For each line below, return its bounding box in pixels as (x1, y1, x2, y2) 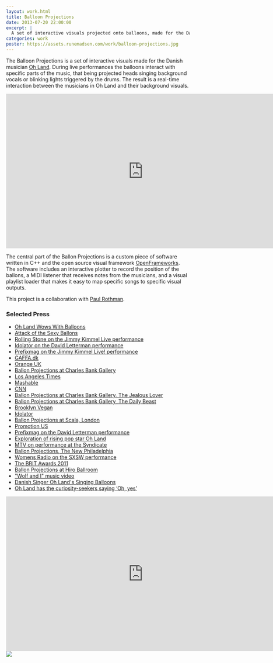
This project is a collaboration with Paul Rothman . (6, 295, 125, 302)
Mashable (14, 379, 38, 386)
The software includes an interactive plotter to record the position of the (6, 265, 180, 272)
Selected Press (6, 310, 50, 318)
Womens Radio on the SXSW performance (14, 454, 117, 461)
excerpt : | (6, 25, 33, 31)
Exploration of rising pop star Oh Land (14, 435, 106, 442)
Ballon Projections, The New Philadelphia (14, 448, 114, 455)
